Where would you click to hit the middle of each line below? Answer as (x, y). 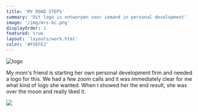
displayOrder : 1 (26, 28)
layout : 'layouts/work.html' (42, 39)
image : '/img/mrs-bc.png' (38, 22)
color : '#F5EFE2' (28, 45)
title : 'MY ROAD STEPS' (36, 11)
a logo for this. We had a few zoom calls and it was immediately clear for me (99, 79)
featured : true (25, 34)
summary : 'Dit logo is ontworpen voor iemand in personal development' (96, 17)
